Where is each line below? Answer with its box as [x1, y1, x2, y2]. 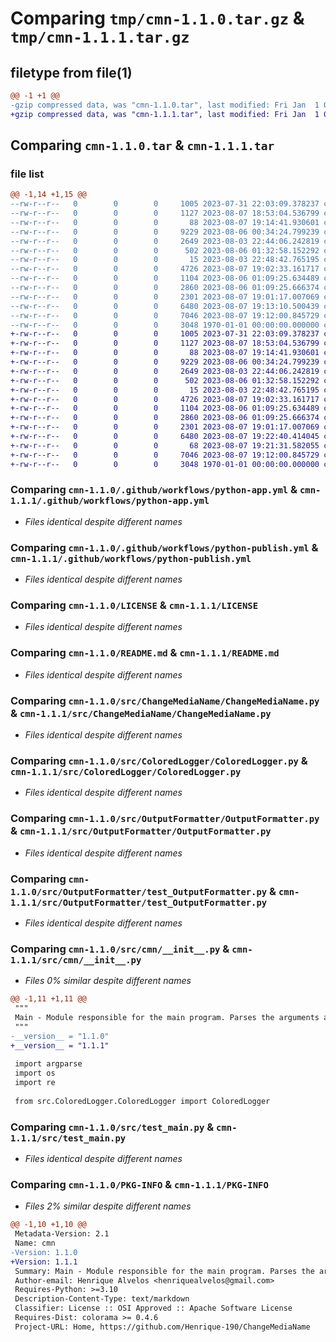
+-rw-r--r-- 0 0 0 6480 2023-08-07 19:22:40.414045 [10, 432, 320, 442]
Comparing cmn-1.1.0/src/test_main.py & [10, 1120, 215, 1134]
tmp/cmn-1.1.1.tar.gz [10, 28, 190, 47]
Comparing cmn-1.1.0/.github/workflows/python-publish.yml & [10, 540, 319, 554]
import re [14, 1078, 56, 1088]
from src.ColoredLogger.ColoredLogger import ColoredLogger [14, 1096, 271, 1106]
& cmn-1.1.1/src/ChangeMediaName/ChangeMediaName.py [10, 706, 272, 720]
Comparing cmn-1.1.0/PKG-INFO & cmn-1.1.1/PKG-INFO [10, 1177, 269, 1191]
